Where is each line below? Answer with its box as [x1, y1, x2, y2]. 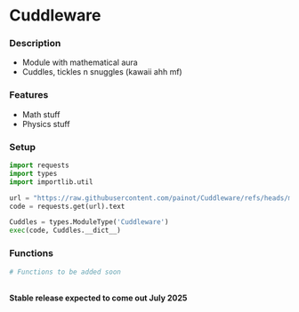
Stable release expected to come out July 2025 [9, 292, 188, 303]
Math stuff [21, 108, 61, 120]
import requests [9, 161, 69, 170]
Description [9, 37, 61, 50]
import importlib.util [9, 177, 93, 187]
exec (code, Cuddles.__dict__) [9, 226, 122, 236]
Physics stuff [21, 118, 70, 129]
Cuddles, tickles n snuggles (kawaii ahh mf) [21, 67, 182, 77]
